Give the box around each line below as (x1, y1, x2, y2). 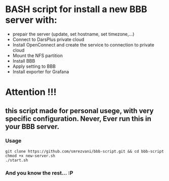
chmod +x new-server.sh (5, 153, 56, 158)
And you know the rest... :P (5, 169, 73, 176)
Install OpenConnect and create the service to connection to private (12, 41, 154, 48)
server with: (5, 14, 57, 26)
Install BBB (12, 58, 35, 64)
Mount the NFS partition (12, 52, 63, 59)
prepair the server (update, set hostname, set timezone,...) (12, 31, 135, 37)
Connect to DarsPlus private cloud (12, 36, 85, 42)
